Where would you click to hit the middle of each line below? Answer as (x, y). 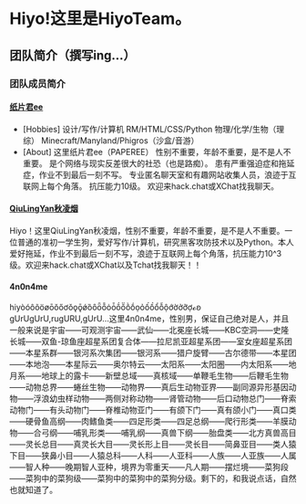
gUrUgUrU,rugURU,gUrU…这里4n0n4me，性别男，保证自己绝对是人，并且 (149, 319)
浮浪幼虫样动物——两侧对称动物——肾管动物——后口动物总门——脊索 (165, 399)
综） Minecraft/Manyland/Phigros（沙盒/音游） (111, 140)
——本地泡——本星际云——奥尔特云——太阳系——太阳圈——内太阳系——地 (153, 364)
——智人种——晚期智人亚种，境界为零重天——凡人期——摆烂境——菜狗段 (149, 467)
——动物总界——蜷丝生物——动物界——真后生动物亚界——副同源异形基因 (149, 387)
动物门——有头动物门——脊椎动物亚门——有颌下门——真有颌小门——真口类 (153, 410)
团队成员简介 (38, 83)
